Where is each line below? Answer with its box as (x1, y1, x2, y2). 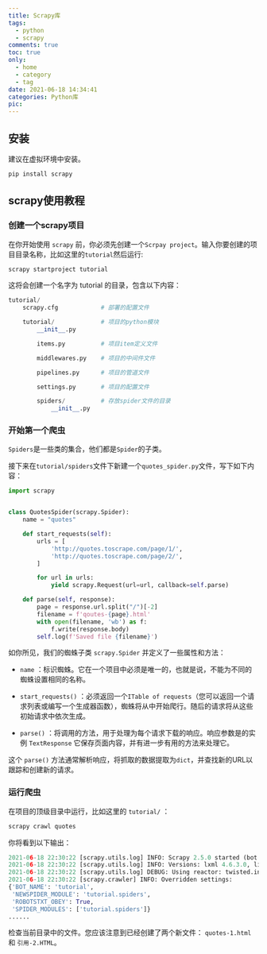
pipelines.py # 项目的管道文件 (37, 369, 149, 377)
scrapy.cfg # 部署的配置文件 (22, 303, 149, 312)
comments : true (8, 41, 59, 49)
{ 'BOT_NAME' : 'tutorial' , (8, 883, 94, 891)
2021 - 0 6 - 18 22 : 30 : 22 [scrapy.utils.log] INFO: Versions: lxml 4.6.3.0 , (8, 861, 250, 869)
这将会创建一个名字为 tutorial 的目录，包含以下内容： (8, 280, 181, 290)
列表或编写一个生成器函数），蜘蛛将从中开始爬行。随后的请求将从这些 (26, 701, 253, 711)
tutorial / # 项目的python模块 (22, 319, 159, 326)
